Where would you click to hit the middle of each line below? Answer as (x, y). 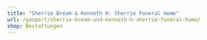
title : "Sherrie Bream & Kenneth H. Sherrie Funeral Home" (93, 13)
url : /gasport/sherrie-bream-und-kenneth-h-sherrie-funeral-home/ (104, 20)
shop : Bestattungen (35, 26)
